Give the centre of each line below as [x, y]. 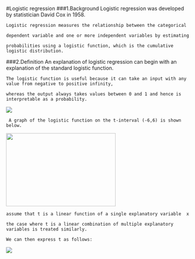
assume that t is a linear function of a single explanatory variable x [98, 214]
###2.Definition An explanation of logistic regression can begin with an [91, 62]
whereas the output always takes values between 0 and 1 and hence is [94, 94]
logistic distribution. [35, 51]
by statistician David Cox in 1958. [46, 15]
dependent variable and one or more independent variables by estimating [98, 36]
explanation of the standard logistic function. [60, 68]
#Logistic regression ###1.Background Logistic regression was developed [95, 8]
